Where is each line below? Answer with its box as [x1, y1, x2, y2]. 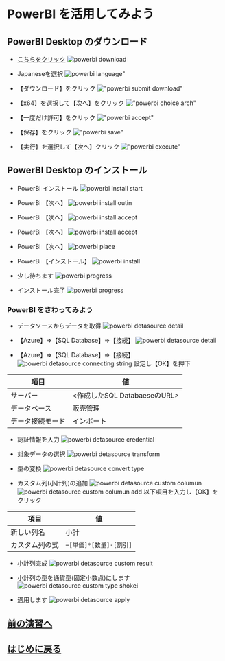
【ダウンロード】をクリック [16, 84, 96, 93]
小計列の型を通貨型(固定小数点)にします [16, 574, 130, 582]
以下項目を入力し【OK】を [143, 488, 219, 496]
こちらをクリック [16, 56, 66, 63]
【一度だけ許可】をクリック [16, 114, 96, 121]
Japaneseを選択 [16, 70, 64, 77]
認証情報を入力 [16, 435, 60, 444]
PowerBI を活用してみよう [7, 6, 154, 22]
